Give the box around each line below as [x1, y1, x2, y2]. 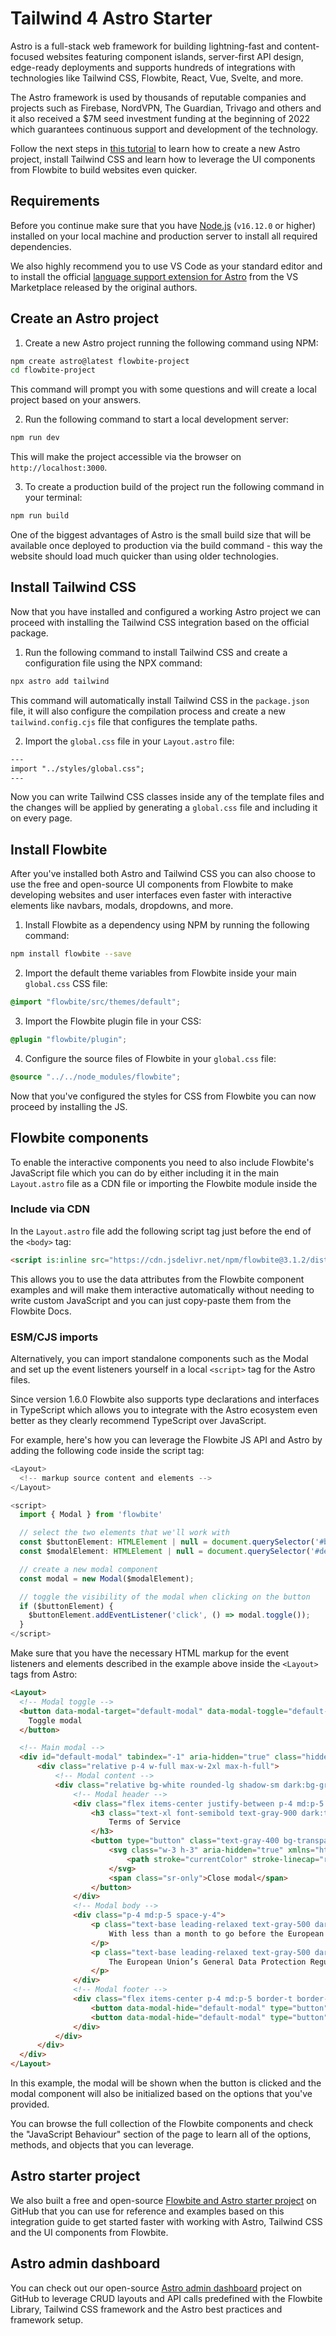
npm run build [10, 511, 70, 521]
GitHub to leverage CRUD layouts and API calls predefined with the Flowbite [10, 2292, 323, 2304]
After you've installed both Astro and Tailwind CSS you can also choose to [10, 868, 316, 880]
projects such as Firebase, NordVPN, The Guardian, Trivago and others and [10, 102, 322, 114]
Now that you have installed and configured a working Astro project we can [10, 605, 322, 617]
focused [10, 50, 45, 62]
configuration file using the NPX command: [24, 657, 203, 669]
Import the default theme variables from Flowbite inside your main [24, 967, 297, 979]
